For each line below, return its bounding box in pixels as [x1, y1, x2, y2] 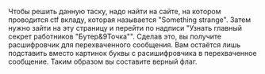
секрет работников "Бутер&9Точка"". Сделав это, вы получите [8, 31, 222, 41]
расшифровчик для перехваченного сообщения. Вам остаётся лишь [8, 40, 240, 50]
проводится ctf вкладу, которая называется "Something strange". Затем [8, 15, 252, 24]
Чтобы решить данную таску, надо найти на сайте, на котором [8, 7, 221, 16]
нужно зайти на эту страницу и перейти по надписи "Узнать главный [8, 24, 242, 32]
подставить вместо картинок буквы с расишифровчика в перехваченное [8, 49, 257, 57]
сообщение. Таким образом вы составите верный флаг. [8, 57, 198, 66]
